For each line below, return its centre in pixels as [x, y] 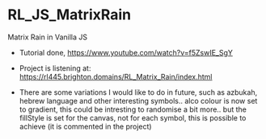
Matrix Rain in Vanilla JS [48, 37]
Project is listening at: [55, 68]
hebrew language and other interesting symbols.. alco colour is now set [138, 100]
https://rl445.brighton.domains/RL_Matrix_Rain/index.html [116, 76]
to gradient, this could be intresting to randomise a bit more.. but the [133, 109]
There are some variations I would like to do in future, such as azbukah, [138, 92]
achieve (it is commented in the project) [85, 126]
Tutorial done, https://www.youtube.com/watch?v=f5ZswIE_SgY [126, 52]
